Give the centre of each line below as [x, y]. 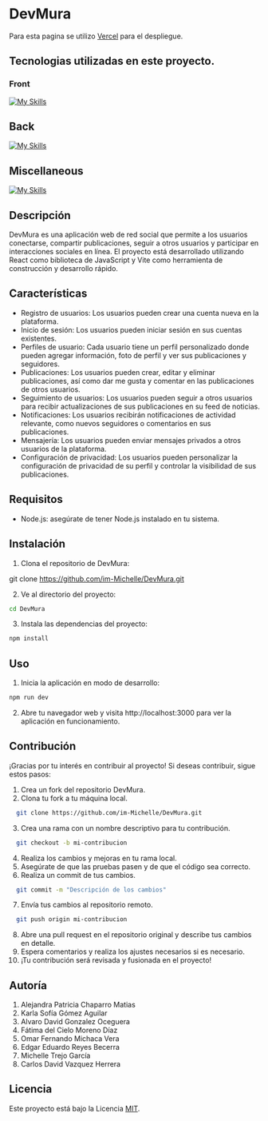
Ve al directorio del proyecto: [68, 594]
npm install [29, 639]
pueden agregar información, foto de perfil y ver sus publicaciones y [133, 355]
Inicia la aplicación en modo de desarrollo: [90, 683]
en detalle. [38, 943]
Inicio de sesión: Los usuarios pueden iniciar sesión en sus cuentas [131, 329]
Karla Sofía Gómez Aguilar [64, 1013]
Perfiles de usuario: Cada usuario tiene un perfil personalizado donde [135, 347]
